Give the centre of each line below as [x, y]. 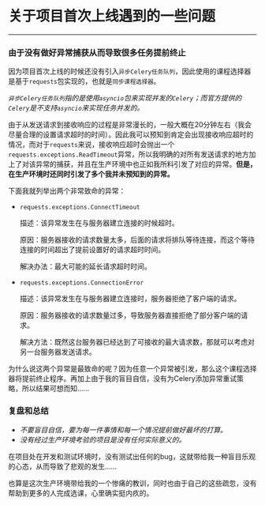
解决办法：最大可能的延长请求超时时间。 [85, 266]
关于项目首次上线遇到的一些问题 [112, 16]
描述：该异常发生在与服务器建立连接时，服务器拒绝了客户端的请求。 [130, 299]
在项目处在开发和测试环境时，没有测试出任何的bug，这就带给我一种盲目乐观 [132, 456]
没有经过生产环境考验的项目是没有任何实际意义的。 [103, 439]
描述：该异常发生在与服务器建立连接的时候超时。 [99, 223]
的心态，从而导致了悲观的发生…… [63, 466]
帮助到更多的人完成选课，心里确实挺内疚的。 [81, 493]
